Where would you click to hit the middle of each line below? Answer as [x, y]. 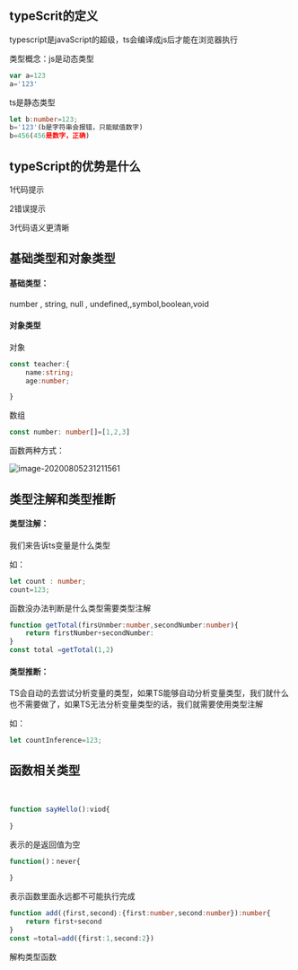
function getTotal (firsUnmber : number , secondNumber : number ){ [124, 625]
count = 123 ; [30, 590]
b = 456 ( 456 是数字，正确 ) [50, 136]
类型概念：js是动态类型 [52, 58]
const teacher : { [39, 364]
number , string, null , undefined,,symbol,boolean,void [109, 304]
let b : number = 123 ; [44, 119]
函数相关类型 [45, 771]
